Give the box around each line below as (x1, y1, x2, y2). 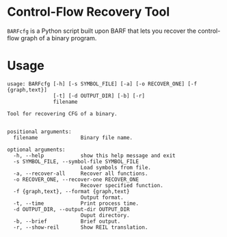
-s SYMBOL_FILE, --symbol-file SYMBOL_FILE (13, 158, 139, 165)
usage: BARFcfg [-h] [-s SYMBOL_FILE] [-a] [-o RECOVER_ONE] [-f (7, 80, 197, 87)
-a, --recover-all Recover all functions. (13, 170, 148, 177)
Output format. (80, 194, 124, 201)
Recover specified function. (80, 182, 164, 189)
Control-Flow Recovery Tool (7, 4, 170, 20)
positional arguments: (7, 128, 72, 135)
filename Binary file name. (13, 134, 133, 141)
